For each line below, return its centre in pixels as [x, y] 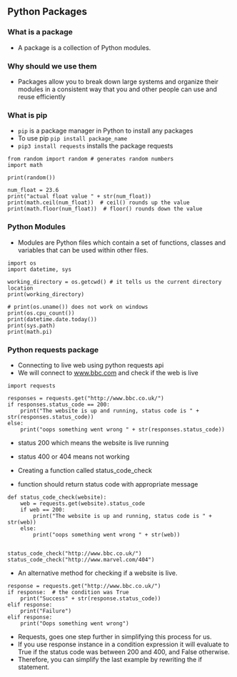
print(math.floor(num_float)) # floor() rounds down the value [105, 209]
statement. [34, 667]
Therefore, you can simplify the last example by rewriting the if [110, 659]
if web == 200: [43, 509]
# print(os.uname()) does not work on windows [78, 307]
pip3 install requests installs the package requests [95, 146]
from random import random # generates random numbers [91, 159]
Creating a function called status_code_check [85, 470]
